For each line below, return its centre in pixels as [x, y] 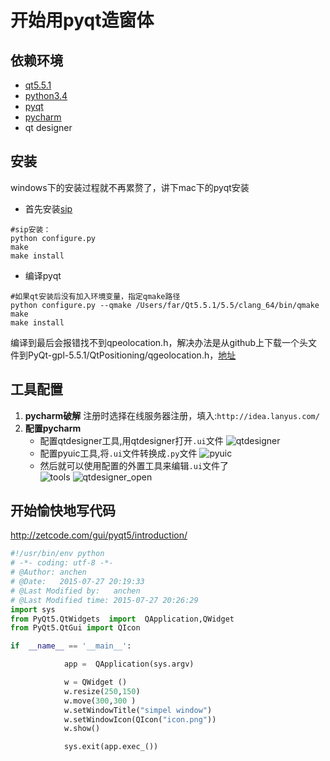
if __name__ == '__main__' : [71, 646]
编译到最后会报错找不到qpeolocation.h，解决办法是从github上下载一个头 [159, 342]
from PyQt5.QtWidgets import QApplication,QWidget [122, 619]
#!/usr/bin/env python [57, 554]
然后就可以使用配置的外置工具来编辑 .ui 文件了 [134, 465]
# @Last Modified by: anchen [75, 591]
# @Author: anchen [48, 572]
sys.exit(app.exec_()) [111, 747]
